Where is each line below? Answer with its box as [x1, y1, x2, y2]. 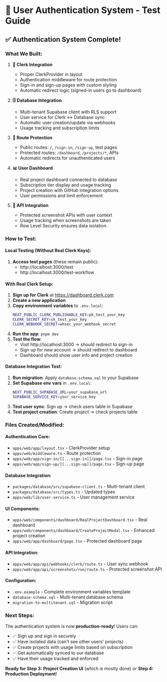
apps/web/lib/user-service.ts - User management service [12, 494, 135, 500]
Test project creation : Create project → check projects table [12, 409, 138, 415]
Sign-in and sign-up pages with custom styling [20, 82, 117, 88]
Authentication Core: [5, 434, 50, 440]
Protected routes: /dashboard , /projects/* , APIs [20, 149, 119, 155]
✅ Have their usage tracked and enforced [12, 655, 99, 661]
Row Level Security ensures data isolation [20, 223, 107, 229]
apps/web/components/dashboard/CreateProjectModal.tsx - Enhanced [12, 528, 155, 534]
